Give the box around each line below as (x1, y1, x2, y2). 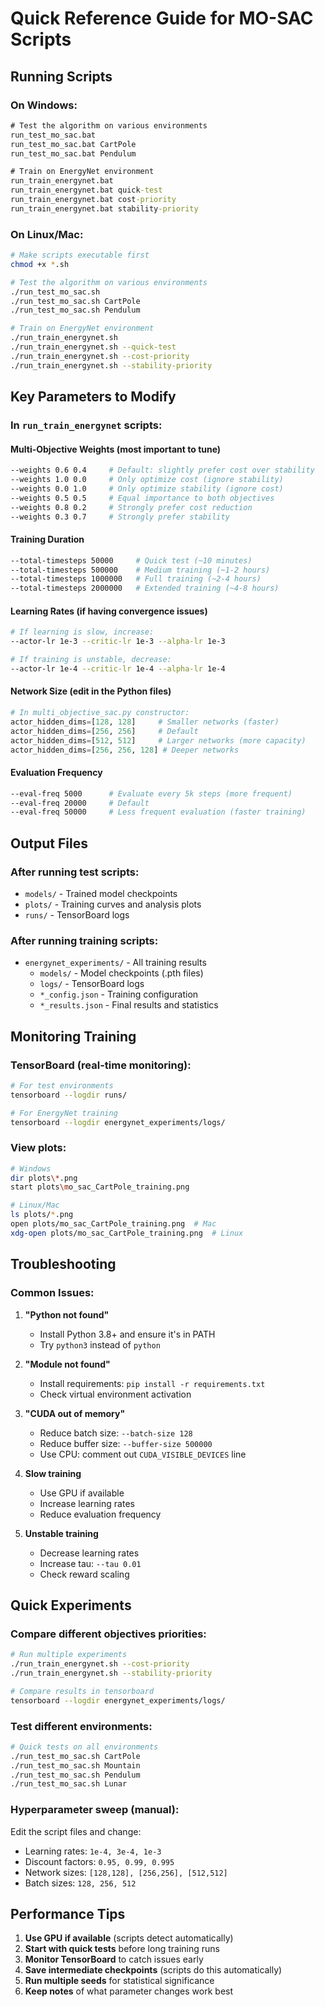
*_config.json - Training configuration (39, 988, 199, 1001)
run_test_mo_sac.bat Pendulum (10, 148, 137, 159)
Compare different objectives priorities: (10, 1627, 207, 1641)
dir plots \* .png (10, 1173, 78, 1183)
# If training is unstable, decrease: (10, 655, 172, 665)
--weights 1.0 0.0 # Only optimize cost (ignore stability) (10, 475, 284, 485)
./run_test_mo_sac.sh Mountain (10, 1760, 141, 1771)
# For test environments (10, 1080, 114, 1091)
